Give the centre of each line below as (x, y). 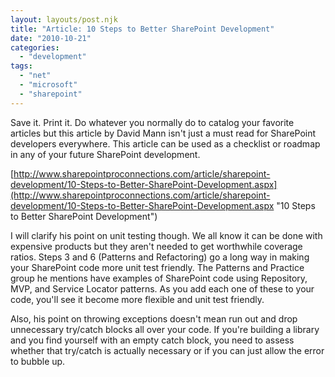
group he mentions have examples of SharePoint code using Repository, (159, 278)
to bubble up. (38, 361)
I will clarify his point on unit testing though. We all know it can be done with (166, 235)
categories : (35, 47)
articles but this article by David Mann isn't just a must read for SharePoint (163, 133)
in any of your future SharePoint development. (105, 154)
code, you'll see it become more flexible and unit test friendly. (137, 299)
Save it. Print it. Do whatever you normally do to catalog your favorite (152, 122)
